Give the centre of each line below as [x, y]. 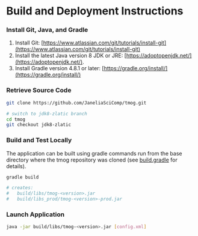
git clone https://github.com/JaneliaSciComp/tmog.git [76, 103]
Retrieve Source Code [39, 90]
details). [16, 166]
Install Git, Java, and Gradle [47, 30]
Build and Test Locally [39, 141]
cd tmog [16, 119]
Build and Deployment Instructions [95, 11]
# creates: [20, 188]
